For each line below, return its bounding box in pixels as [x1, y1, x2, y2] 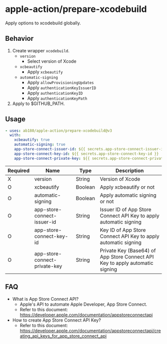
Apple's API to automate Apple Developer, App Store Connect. [19, 301, 148, 307]
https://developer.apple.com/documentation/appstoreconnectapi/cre [19, 328, 161, 334]
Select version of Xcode [27, 58, 77, 64]
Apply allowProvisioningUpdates [27, 79, 94, 85]
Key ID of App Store [99, 227, 146, 233]
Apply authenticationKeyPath [27, 95, 87, 101]
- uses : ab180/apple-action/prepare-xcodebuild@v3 [5, 128, 112, 133]
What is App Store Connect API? [12, 296, 79, 302]
